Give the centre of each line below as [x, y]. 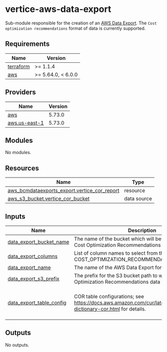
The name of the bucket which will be [118, 239]
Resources [22, 168]
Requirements [27, 44]
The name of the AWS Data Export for [118, 267]
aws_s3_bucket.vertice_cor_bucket [49, 199]
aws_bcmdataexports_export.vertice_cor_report [64, 190]
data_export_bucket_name [39, 242]
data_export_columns [33, 256]
